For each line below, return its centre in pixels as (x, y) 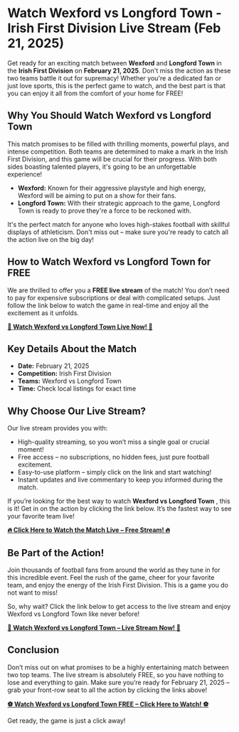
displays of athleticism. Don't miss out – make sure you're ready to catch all (118, 232)
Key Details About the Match (72, 349)
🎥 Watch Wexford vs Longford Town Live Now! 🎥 (80, 327)
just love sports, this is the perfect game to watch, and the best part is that (116, 85)
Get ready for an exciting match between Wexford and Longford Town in (115, 63)
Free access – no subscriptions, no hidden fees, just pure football (113, 457)
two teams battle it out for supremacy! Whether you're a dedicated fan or (115, 78)
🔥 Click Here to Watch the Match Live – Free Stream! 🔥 (89, 530)
